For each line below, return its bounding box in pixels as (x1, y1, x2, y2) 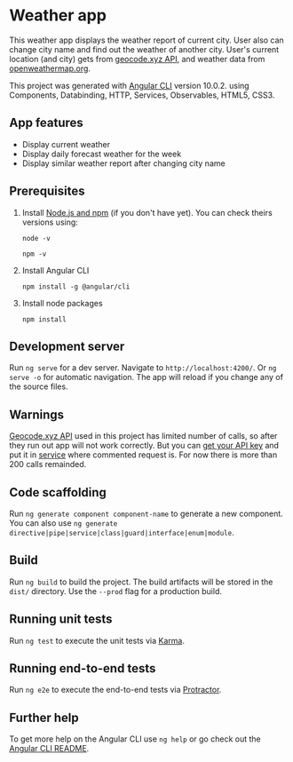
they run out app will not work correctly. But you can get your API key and (9, 441, 280, 451)
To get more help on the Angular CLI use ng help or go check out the (9, 734, 261, 744)
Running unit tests (9, 612, 113, 627)
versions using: (21, 217, 78, 227)
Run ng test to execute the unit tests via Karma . (9, 635, 185, 646)
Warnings (9, 407, 65, 422)
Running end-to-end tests (9, 661, 156, 676)
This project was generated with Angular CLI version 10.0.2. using (9, 80, 250, 91)
